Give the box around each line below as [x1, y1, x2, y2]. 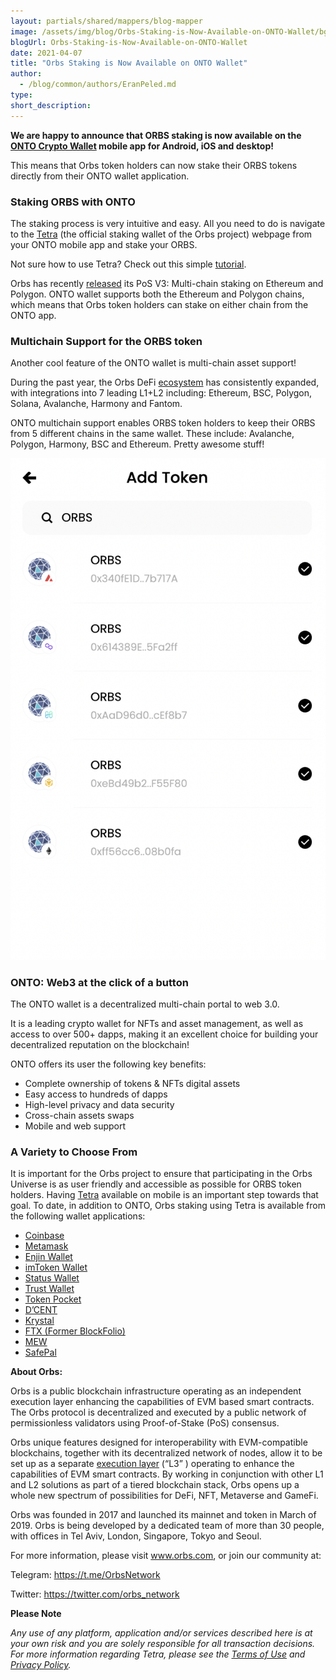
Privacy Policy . [10, 1659, 72, 1671]
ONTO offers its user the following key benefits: [10, 1058, 207, 1070]
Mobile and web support [24, 1120, 127, 1132]
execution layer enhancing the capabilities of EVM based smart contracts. [10, 1396, 315, 1408]
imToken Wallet [24, 1261, 88, 1274]
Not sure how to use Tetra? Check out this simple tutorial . [10, 258, 247, 270]
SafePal [24, 1346, 57, 1359]
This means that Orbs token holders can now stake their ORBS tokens [10, 159, 298, 171]
